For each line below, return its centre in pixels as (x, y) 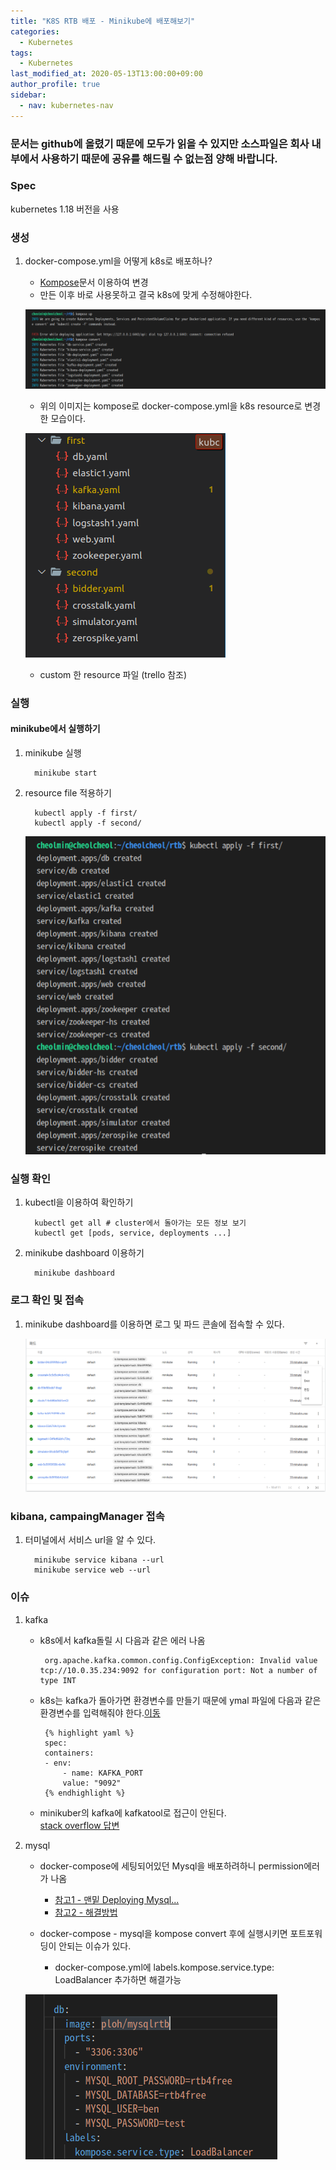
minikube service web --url (93, 1570)
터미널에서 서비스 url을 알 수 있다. (90, 1540)
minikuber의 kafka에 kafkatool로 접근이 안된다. (133, 1812)
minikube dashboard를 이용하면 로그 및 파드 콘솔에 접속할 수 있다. (154, 1324)
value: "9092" (92, 1783)
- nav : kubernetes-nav (66, 105)
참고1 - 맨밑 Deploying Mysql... (117, 1899)
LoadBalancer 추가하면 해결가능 (118, 1979)
